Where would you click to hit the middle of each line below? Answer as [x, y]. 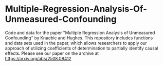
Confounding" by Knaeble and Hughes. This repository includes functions [79, 38]
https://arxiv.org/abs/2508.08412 [38, 58]
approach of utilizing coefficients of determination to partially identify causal [81, 48]
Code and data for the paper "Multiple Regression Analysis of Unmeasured [80, 33]
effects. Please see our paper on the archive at [52, 53]
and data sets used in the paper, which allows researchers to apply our [76, 43]
